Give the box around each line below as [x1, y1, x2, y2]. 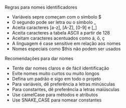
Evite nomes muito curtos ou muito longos [12, 70, 99, 76]
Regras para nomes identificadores [5, 4, 77, 10]
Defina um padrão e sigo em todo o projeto [12, 76, 101, 81]
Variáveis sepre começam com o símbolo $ [12, 14, 101, 19]
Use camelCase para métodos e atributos [12, 92, 98, 97]
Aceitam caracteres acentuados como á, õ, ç [12, 35, 105, 41]
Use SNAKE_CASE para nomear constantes [12, 97, 102, 103]
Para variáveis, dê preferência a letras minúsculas [12, 81, 115, 87]
